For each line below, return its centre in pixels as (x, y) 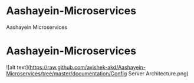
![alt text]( (18, 67)
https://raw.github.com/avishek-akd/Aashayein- (88, 67)
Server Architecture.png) (158, 73)
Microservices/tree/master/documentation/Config (67, 73)
